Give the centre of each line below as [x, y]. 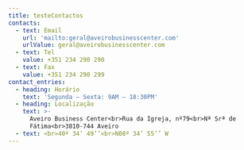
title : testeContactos [46, 15]
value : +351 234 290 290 [64, 60]
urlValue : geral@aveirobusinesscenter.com [94, 45]
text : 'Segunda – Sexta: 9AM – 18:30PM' [90, 97]
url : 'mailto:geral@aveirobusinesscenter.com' [101, 38]
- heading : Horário [48, 89]
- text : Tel [35, 52]
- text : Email [39, 30]
